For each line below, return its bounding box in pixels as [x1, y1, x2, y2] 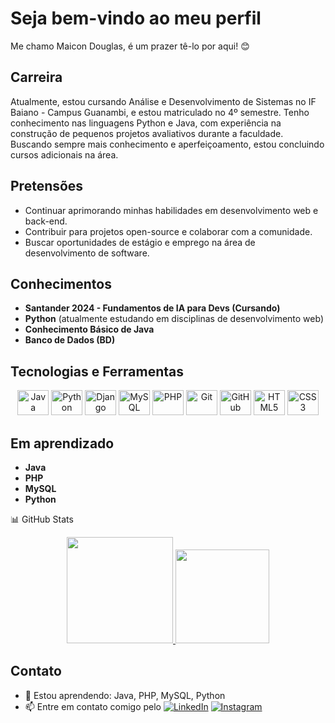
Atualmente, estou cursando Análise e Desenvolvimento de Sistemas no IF [10, 95, 317, 107]
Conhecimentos [10, 275, 112, 292]
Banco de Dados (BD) [24, 334, 116, 346]
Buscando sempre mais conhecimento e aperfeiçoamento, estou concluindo [10, 138, 325, 150]
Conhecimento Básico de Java [24, 323, 155, 336]
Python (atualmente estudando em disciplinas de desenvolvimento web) [24, 313, 325, 325]
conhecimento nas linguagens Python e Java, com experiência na [10, 117, 282, 129]
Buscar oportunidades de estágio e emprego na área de [24, 236, 256, 248]
